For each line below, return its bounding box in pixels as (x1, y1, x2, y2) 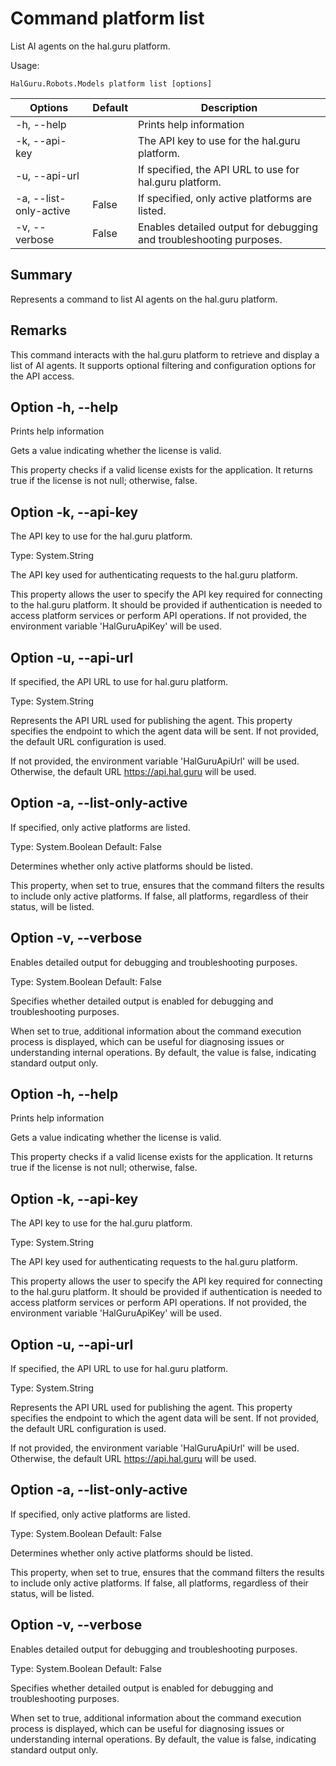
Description (200, 100, 258, 114)
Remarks (10, 322, 68, 339)
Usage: (10, 59, 40, 71)
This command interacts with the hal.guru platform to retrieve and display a (10, 348, 320, 361)
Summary (10, 267, 73, 284)
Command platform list (10, 7, 205, 30)
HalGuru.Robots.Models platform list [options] (10, 78, 213, 89)
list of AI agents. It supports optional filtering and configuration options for (10, 359, 317, 371)
